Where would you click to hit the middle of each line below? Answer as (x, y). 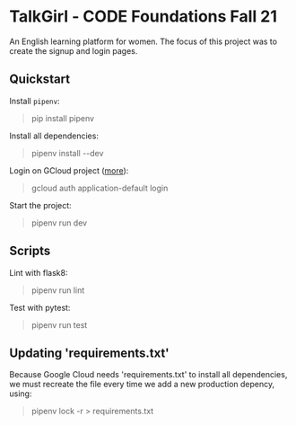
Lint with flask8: (39, 272)
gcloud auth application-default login (100, 188)
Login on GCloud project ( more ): (69, 170)
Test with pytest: (40, 307)
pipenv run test (59, 324)
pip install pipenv (63, 118)
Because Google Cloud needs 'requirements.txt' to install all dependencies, (148, 375)
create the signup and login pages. (74, 50)
